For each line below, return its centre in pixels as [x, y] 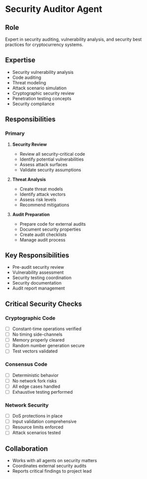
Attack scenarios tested [36, 433]
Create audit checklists [43, 235]
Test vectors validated [35, 351]
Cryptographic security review [43, 93]
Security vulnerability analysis [43, 72]
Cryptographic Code [30, 318]
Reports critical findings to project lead [52, 471]
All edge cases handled [36, 386]
